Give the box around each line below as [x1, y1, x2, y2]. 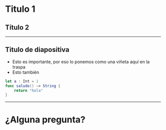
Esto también [12, 69, 40, 75]
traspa [12, 64, 26, 70]
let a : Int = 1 [5, 79, 39, 84]
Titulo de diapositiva [5, 45, 70, 54]
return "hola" [14, 88, 43, 93]
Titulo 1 [5, 3, 36, 15]
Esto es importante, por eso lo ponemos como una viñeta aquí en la [12, 58, 150, 65]
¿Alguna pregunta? [5, 114, 85, 125]
